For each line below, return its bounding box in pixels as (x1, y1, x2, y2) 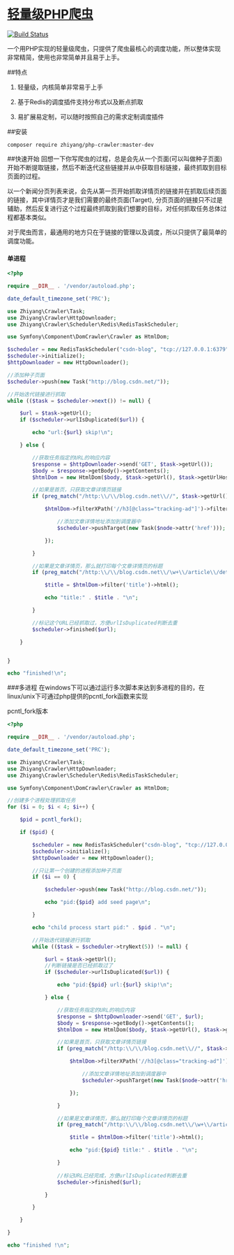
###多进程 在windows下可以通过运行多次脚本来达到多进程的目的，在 (7, 683, 205, 692)
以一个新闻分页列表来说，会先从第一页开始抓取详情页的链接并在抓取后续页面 (7, 187, 227, 195)
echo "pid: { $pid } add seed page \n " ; (44, 899, 151, 906)
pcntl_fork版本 (7, 707, 49, 715)
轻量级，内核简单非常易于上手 (17, 83, 103, 91)
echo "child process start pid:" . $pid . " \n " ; (32, 924, 176, 931)
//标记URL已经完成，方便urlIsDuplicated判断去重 (56, 1172, 187, 1179)
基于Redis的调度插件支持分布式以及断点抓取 (17, 97, 144, 106)
